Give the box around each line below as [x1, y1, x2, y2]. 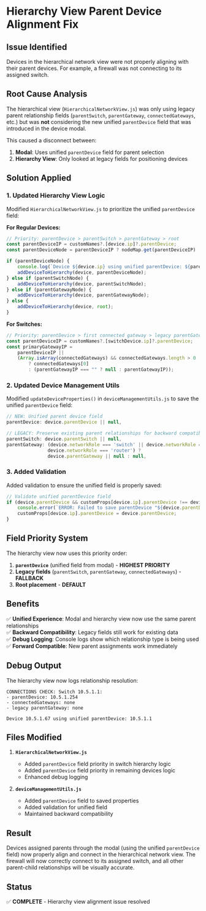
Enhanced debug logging [24, 773, 88, 781]
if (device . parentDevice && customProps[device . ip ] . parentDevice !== [6, 499, 188, 505]
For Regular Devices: [6, 223, 61, 231]
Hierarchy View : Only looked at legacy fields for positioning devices [15, 155, 188, 162]
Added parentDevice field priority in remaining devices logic [24, 767, 176, 774]
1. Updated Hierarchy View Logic [6, 192, 105, 200]
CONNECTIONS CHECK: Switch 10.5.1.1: [6, 689, 103, 695]
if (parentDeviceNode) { [6, 258, 70, 265]
